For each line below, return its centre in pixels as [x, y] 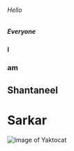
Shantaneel [32, 90]
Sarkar [27, 120]
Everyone [22, 32]
